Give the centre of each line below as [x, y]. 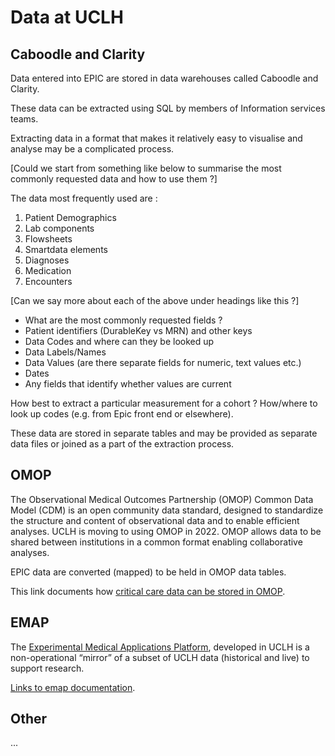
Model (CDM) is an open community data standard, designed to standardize [167, 510]
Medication [48, 270]
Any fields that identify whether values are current [128, 384]
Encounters [48, 281]
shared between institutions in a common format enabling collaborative [156, 542]
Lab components [59, 228]
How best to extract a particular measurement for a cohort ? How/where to [164, 403]
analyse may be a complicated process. [92, 149]
